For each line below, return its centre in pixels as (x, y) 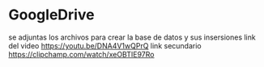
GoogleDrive (51, 15)
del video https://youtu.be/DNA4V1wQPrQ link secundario (105, 45)
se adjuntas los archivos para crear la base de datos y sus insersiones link (132, 37)
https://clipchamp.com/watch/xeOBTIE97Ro (81, 54)
